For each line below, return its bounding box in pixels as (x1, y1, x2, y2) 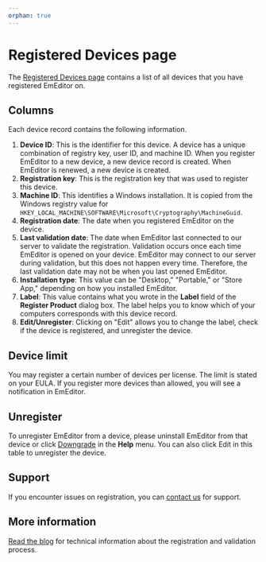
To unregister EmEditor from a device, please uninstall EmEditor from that (8, 431, 249, 440)
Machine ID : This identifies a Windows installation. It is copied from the (19, 191, 253, 200)
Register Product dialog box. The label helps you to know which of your (19, 300, 256, 310)
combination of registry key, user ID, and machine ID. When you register (19, 149, 256, 158)
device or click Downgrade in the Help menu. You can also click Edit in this (8, 440, 253, 449)
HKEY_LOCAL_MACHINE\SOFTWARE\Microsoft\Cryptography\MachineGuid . (19, 207, 243, 217)
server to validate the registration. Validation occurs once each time (19, 242, 242, 251)
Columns (8, 103, 54, 117)
